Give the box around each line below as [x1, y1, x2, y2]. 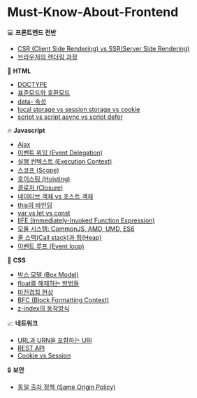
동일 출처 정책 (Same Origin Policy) [17, 383, 116, 391]
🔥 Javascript [7, 126, 45, 134]
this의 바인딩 [17, 201, 52, 209]
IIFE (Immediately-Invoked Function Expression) [17, 216, 155, 225]
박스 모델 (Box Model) [17, 270, 79, 278]
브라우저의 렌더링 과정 [17, 52, 78, 61]
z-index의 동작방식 [17, 304, 70, 312]
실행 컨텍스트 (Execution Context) [17, 157, 112, 165]
